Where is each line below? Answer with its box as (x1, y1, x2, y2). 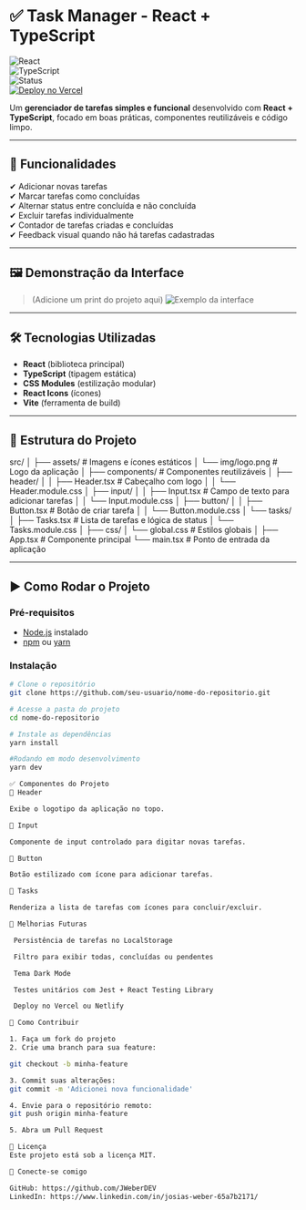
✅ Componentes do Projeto (9, 780, 109, 789)
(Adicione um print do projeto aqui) (31, 293, 164, 305)
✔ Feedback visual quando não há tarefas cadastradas (9, 229, 216, 240)
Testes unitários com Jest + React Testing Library (13, 985, 214, 994)
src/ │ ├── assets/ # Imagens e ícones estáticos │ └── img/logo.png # (9, 456, 278, 467)
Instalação (9, 659, 57, 672)
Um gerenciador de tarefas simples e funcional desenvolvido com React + (9, 102, 293, 113)
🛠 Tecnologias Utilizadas (9, 330, 157, 345)
